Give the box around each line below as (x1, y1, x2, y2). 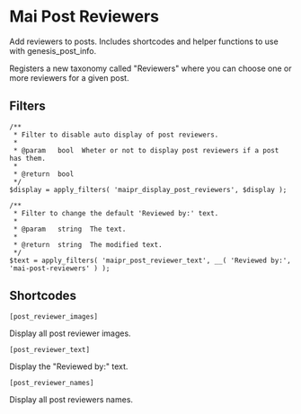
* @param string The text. (13, 225, 127, 233)
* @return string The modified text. (13, 240, 164, 249)
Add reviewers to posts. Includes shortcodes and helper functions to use (9, 36, 279, 47)
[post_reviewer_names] (9, 378, 94, 387)
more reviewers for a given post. (9, 72, 129, 83)
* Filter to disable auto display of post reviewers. (13, 130, 219, 139)
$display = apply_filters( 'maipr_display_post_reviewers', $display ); (9, 185, 288, 194)
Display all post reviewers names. (9, 393, 133, 405)
